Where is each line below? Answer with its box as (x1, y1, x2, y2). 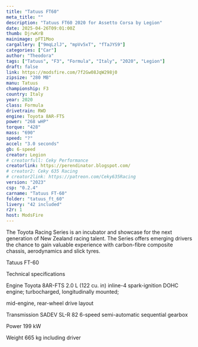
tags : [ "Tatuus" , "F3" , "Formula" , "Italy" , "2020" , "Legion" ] (6, 58, 165, 64)
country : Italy (6, 91, 44, 97)
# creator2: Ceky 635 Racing (6, 168, 78, 175)
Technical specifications (6, 271, 66, 277)
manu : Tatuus (6, 81, 38, 86)
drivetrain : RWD (6, 108, 46, 114)
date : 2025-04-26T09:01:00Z (6, 25, 76, 31)
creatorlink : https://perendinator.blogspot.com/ (6, 163, 131, 169)
